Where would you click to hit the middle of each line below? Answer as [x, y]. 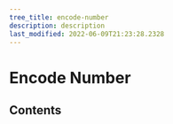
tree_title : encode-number [59, 17]
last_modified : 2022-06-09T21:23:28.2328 [87, 34]
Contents [35, 110]
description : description [57, 26]
